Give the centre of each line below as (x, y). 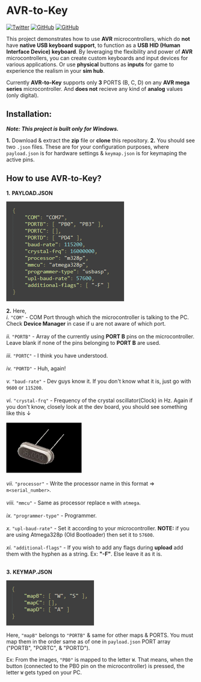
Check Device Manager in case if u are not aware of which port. (86, 323)
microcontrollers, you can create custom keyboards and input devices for (97, 58)
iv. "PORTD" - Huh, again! (36, 368)
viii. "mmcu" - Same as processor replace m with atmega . (74, 503)
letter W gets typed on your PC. (44, 672)
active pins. (20, 160)
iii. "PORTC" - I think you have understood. (57, 355)
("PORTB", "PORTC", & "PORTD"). (48, 648)
